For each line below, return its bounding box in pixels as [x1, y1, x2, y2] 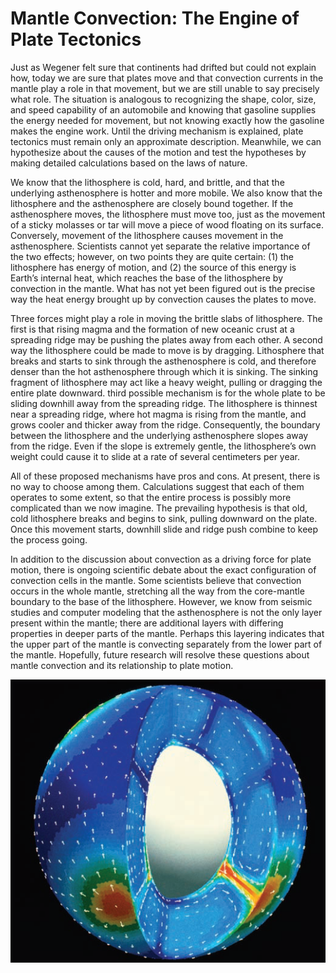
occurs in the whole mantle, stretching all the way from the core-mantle [10, 585, 305, 597]
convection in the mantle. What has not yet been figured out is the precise [10, 282, 316, 294]
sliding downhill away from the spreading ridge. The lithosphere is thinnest [10, 397, 318, 409]
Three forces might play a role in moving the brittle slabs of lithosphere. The [10, 312, 323, 324]
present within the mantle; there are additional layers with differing [10, 617, 284, 629]
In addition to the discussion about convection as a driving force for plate [10, 553, 312, 565]
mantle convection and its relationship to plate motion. [10, 659, 234, 671]
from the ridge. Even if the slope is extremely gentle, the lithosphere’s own [10, 440, 317, 452]
